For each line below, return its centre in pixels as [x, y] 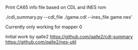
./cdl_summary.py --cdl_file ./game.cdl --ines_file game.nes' [69, 17]
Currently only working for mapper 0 [44, 27]
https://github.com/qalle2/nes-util [41, 42]
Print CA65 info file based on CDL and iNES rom [56, 7]
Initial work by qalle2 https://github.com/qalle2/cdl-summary [69, 37]
